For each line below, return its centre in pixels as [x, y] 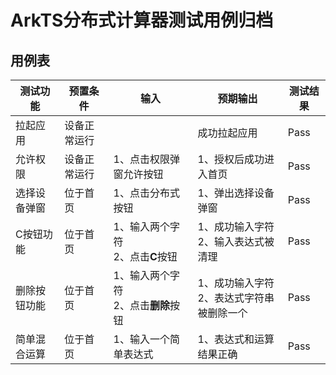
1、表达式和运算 [236, 339]
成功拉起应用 [227, 133]
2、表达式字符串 [236, 298]
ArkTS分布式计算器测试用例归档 [142, 20]
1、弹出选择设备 [236, 193]
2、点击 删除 [141, 305]
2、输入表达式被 [236, 241]
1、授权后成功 [231, 159]
